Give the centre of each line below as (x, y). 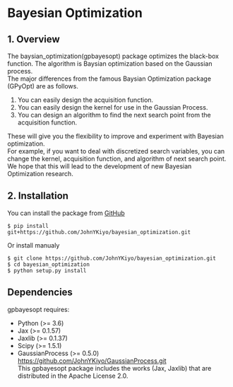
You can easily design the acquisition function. (85, 100)
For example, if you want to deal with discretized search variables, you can (116, 151)
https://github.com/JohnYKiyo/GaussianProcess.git (92, 360)
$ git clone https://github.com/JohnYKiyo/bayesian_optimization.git (112, 258)
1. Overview (34, 39)
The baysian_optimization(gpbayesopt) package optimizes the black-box (113, 56)
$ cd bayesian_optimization (49, 264)
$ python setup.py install (47, 270)
